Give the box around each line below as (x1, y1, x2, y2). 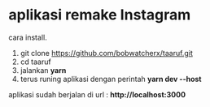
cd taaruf (20, 57, 51, 66)
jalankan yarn (20, 65, 67, 75)
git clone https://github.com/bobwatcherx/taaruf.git (20, 48, 193, 58)
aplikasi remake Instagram (8, 6, 191, 24)
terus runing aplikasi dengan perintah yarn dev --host (20, 74, 202, 83)
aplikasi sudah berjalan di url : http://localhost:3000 (8, 89, 186, 99)
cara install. (8, 32, 47, 42)
